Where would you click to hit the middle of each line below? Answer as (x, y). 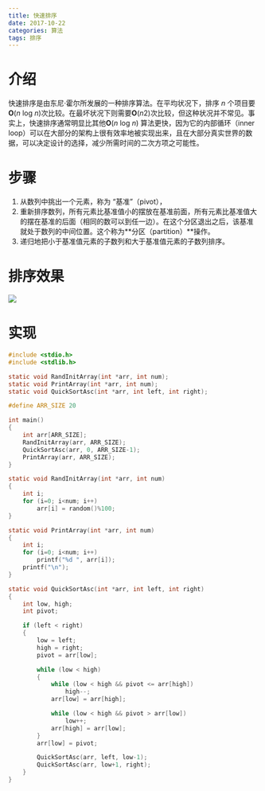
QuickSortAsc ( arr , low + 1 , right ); (94, 765)
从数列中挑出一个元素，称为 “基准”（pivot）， (93, 202)
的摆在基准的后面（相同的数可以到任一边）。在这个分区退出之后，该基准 (136, 222)
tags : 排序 (25, 38)
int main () (26, 420)
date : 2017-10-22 (37, 23)
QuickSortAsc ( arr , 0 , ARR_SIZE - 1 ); (82, 450)
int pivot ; (41, 611)
